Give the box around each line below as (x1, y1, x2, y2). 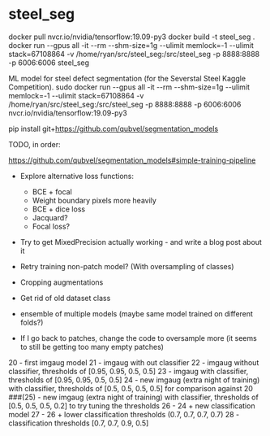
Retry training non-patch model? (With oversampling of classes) (19, 261, 234, 271)
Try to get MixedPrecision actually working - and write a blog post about (19, 237, 262, 246)
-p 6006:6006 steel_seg (8, 58, 90, 68)
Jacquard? (32, 212, 68, 222)
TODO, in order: (8, 139, 61, 149)
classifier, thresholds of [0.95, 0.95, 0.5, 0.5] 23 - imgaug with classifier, (8, 366, 249, 376)
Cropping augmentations (19, 277, 104, 287)
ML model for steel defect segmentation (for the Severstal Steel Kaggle (8, 73, 246, 83)
